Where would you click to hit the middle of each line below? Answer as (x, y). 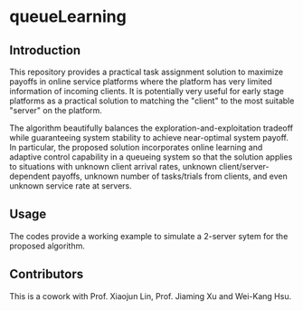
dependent (30, 176)
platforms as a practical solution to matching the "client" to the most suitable (152, 101)
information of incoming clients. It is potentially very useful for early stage (147, 91)
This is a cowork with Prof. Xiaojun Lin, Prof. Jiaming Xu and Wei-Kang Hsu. (151, 296)
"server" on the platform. (56, 110)
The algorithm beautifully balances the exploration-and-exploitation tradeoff (151, 128)
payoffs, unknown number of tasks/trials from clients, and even (170, 176)
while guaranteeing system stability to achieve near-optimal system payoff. (149, 137)
